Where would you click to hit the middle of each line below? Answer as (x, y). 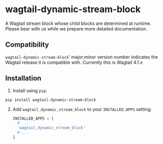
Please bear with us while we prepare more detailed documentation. (76, 28)
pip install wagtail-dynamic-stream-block (51, 100)
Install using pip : (30, 90)
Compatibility (27, 45)
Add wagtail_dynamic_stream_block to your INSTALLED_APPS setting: (82, 109)
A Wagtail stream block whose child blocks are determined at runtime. (78, 23)
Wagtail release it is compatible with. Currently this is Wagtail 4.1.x (74, 62)
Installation (23, 78)
